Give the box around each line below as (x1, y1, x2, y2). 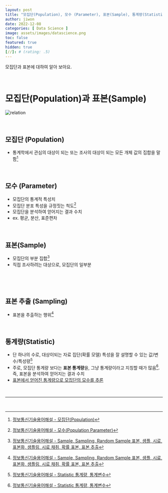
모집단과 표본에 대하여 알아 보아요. (5, 64, 72, 70)
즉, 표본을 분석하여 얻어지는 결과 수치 (12, 371, 85, 377)
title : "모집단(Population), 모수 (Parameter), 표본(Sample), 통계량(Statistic (5, 12, 165, 17)
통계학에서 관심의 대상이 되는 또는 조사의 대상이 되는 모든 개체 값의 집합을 (12, 149, 155, 155)
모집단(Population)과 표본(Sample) (5, 93, 146, 104)
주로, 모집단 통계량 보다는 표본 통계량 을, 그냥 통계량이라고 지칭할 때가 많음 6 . (12, 364, 160, 371)
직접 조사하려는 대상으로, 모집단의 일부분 (12, 261, 91, 267)
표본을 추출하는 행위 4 (12, 310, 54, 317)
